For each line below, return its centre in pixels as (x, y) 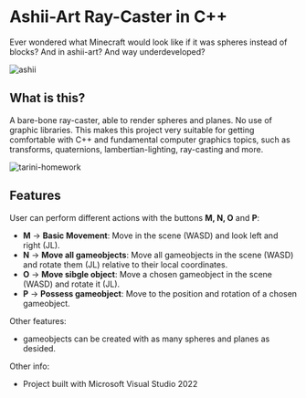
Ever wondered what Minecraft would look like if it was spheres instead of (148, 42)
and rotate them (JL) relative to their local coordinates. (125, 264)
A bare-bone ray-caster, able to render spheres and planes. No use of (141, 120)
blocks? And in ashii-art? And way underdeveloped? (107, 51)
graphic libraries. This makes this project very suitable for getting (132, 130)
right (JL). (42, 245)
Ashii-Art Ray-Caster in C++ (119, 17)
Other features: (38, 320)
